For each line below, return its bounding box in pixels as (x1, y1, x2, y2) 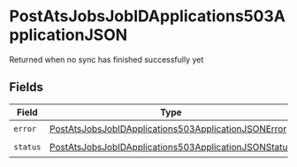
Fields (9, 80, 44, 95)
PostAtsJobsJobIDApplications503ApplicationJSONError (49, 123, 287, 135)
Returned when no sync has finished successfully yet (9, 54, 204, 65)
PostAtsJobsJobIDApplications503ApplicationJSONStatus (49, 141, 293, 154)
